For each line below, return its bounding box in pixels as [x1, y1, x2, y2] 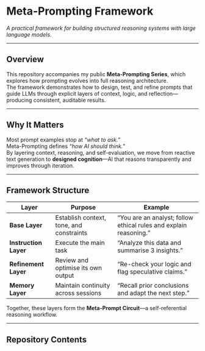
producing [6, 96, 32, 104]
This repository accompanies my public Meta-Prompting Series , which [6, 70, 186, 77]
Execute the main [55, 239, 105, 247]
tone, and [55, 221, 82, 230]
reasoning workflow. [6, 311, 58, 318]
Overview [6, 54, 45, 65]
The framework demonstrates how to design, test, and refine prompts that [6, 83, 193, 91]
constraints [55, 229, 88, 237]
